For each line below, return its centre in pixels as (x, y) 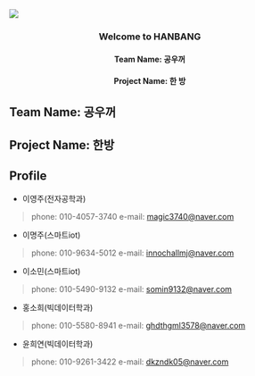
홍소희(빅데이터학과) (58, 307)
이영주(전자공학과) (54, 198)
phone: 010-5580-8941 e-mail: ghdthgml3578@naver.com (138, 325)
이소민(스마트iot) (51, 271)
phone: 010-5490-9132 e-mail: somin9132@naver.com (132, 288)
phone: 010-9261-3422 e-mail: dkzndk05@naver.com (130, 362)
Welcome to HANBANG (150, 37)
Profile (28, 176)
